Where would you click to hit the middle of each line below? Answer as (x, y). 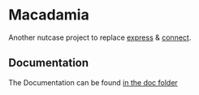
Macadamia (49, 15)
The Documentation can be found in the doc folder (93, 82)
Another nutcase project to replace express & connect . (100, 37)
